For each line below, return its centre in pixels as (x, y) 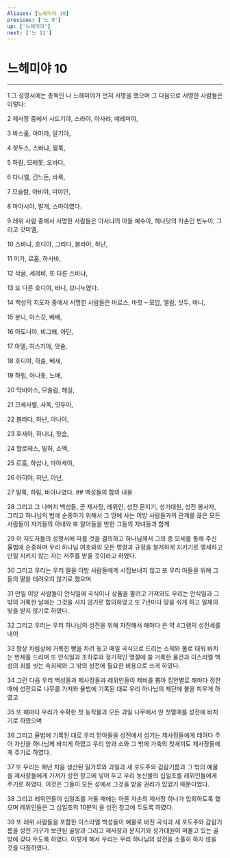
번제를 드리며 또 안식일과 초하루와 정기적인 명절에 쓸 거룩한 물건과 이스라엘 (114, 657)
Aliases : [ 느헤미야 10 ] (38, 13)
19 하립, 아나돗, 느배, (35, 376)
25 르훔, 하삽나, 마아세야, (41, 463)
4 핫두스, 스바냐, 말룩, (36, 148)
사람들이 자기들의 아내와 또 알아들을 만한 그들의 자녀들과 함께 (88, 524)
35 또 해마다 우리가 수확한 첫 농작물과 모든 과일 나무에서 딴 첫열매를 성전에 (106, 712)
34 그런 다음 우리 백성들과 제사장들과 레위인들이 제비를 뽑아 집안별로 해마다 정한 (114, 680)
